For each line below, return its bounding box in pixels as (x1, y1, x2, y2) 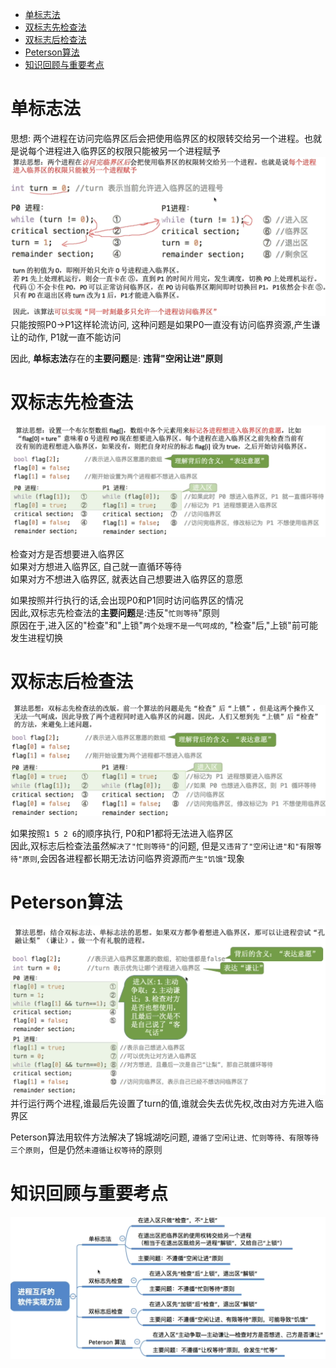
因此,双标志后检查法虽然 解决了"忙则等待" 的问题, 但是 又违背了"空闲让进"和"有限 (10, 840, 315, 852)
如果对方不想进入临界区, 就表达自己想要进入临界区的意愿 (10, 573, 243, 585)
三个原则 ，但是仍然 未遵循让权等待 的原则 (10, 1144, 163, 1156)
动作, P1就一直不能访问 (27, 331, 122, 343)
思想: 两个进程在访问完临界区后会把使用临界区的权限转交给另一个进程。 (10, 132, 305, 144)
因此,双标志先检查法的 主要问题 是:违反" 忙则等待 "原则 (10, 607, 220, 618)
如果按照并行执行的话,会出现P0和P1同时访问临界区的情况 (10, 594, 244, 606)
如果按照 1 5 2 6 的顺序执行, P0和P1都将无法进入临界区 (10, 828, 234, 840)
